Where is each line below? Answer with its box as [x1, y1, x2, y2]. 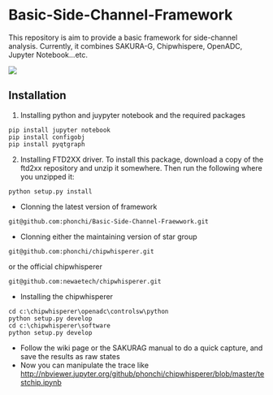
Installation [8, 89, 67, 102]
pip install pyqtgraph [8, 140, 85, 148]
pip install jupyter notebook [8, 126, 111, 134]
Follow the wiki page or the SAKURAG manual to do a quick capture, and [19, 343, 263, 353]
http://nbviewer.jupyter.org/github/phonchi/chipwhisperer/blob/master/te [19, 368, 265, 379]
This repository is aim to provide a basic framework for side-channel [8, 33, 238, 42]
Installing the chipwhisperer [19, 291, 114, 302]
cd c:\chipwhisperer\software [8, 321, 111, 330]
